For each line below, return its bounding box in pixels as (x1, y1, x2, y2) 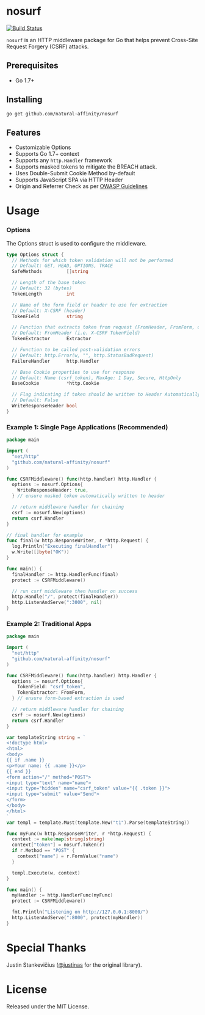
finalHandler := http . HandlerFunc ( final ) (12, 571, 119, 578)
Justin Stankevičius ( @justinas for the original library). (6, 961, 142, 969)
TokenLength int (12, 291, 75, 297)
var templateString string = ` (6, 734, 86, 740)
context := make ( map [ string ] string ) (12, 836, 105, 842)
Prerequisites (6, 60, 59, 71)
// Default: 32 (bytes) (12, 285, 72, 291)
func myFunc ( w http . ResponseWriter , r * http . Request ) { (6, 831, 151, 837)
